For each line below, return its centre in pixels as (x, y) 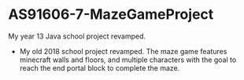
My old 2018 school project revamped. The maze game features (123, 51)
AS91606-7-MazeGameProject (111, 15)
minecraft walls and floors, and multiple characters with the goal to (128, 60)
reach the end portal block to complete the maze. (100, 67)
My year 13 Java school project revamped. (77, 36)
